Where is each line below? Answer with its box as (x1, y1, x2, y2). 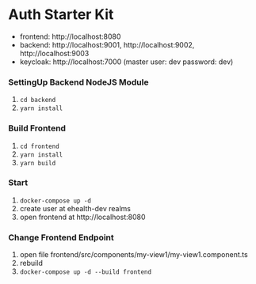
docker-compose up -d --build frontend (19, 268, 152, 276)
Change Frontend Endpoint (8, 232, 115, 243)
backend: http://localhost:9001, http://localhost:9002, (19, 40, 195, 49)
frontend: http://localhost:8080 (19, 32, 121, 41)
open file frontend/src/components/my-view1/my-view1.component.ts (19, 250, 248, 259)
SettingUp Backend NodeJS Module (8, 77, 149, 88)
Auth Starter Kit (8, 6, 114, 24)
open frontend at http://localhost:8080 (19, 212, 146, 222)
